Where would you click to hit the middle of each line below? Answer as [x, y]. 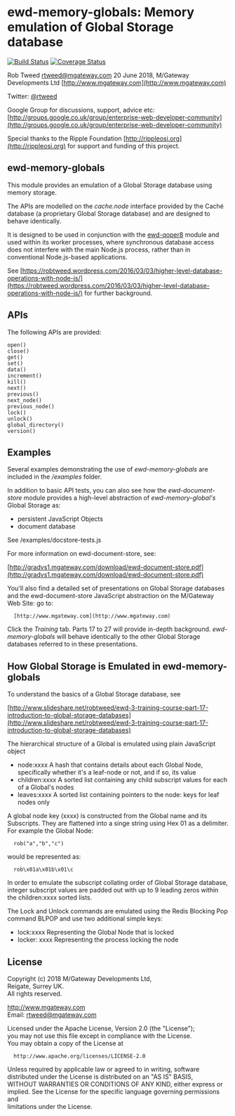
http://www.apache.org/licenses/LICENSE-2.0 [80, 1056]
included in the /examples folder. [55, 477]
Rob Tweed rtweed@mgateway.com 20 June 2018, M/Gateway [98, 75]
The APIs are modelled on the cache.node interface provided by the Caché [116, 206]
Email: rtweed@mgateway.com [52, 1015]
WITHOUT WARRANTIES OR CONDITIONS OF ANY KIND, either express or [115, 1084]
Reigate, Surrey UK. [36, 986]
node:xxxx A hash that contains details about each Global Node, [110, 765]
